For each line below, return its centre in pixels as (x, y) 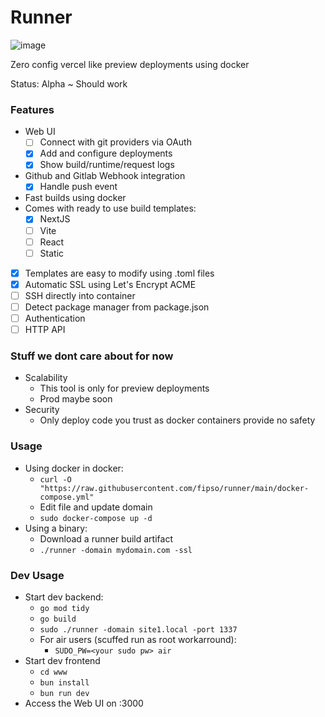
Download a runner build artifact (106, 538)
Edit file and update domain (96, 507)
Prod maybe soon (76, 399)
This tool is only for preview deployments (124, 388)
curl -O (55, 479)
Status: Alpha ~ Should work (69, 83)
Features (32, 109)
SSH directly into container (80, 295)
